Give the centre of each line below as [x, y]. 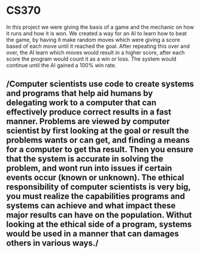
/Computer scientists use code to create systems [100, 84]
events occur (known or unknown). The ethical [95, 178]
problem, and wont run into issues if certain [89, 168]
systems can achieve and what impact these [91, 206]
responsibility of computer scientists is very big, [99, 187]
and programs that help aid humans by [80, 93]
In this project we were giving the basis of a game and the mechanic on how [100, 27]
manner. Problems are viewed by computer [88, 121]
